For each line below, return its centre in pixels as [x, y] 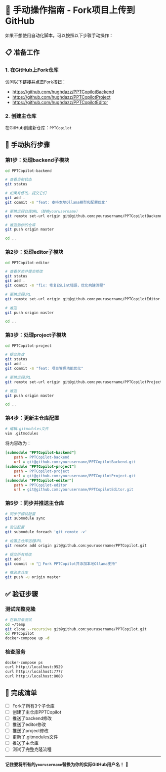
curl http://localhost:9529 [34, 667]
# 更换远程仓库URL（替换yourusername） [42, 211]
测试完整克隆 [21, 609]
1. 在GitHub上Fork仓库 [32, 70]
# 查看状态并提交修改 [24, 272]
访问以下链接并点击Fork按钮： [36, 82]
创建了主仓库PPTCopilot [37, 712]
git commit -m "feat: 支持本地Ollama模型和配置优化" [56, 202]
